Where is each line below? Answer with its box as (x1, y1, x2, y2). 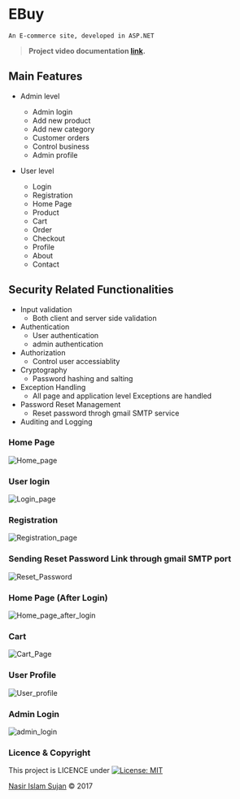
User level (20, 166, 55, 176)
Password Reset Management (20, 399, 121, 409)
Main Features (8, 70, 83, 84)
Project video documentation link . (28, 46, 146, 55)
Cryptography (20, 365, 68, 375)
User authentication (32, 330, 99, 340)
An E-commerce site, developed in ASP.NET (8, 32, 155, 40)
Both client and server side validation (32, 313, 157, 323)
